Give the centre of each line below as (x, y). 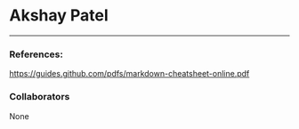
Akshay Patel (59, 16)
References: (36, 54)
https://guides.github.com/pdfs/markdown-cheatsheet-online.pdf (129, 74)
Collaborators (40, 97)
